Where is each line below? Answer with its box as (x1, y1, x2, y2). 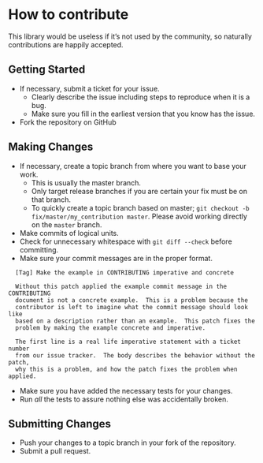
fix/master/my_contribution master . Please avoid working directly (31, 211, 248, 221)
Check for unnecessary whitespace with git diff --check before (19, 237, 232, 246)
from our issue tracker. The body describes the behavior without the (15, 351, 256, 360)
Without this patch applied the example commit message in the (15, 282, 227, 290)
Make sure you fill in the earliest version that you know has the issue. (31, 109, 256, 118)
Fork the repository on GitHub (19, 117, 117, 127)
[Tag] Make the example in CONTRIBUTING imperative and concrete (15, 268, 235, 277)
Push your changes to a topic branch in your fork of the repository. (19, 438, 236, 447)
